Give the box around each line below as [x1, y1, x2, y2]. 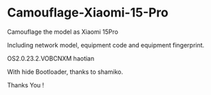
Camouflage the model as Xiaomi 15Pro [7, 28, 119, 36]
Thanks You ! [7, 81, 45, 89]
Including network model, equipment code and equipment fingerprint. [7, 41, 205, 49]
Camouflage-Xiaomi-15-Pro [7, 5, 169, 21]
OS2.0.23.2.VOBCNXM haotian [7, 54, 95, 63]
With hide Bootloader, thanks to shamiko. [7, 67, 124, 76]
